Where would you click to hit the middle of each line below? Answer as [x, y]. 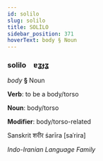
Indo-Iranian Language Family [51, 150]
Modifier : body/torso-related [49, 122]
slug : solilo [26, 21]
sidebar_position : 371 [41, 34]
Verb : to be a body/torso [43, 94]
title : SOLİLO [28, 27]
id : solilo [23, 14]
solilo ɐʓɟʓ [28, 65]
